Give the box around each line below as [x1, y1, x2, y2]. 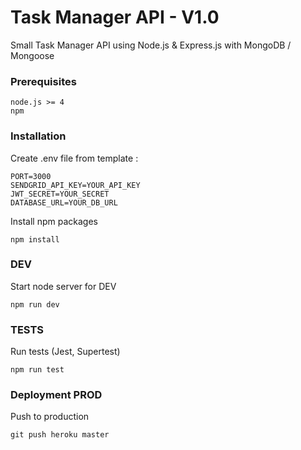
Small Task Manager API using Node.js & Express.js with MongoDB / [10, 39, 292, 51]
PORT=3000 [10, 171, 52, 181]
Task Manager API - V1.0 [10, 6, 220, 29]
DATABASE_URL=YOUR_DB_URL [10, 197, 118, 208]
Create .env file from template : [10, 152, 139, 164]
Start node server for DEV [10, 280, 117, 292]
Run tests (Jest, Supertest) [10, 346, 121, 358]
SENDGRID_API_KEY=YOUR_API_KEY [10, 180, 141, 190]
